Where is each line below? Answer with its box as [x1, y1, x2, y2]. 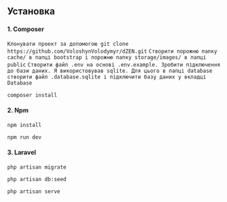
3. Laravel [7, 149, 37, 157]
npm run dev [7, 133, 42, 141]
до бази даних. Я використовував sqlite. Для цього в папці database [7, 67, 213, 74]
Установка [7, 6, 56, 17]
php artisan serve [7, 188, 60, 195]
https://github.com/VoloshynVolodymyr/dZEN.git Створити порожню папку [7, 48, 217, 55]
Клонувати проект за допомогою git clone [7, 40, 129, 47]
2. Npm [7, 106, 29, 115]
